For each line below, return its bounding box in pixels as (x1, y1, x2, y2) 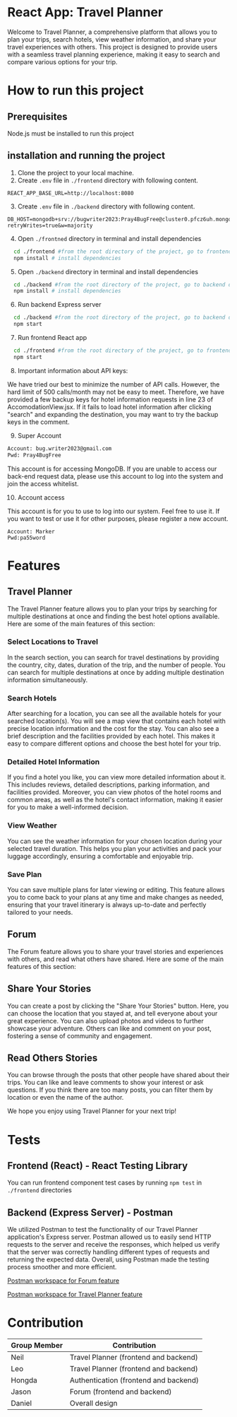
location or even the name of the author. (7, 1093, 124, 1102)
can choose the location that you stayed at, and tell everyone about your (7, 1009, 218, 1018)
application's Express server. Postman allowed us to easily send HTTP (7, 1233, 212, 1241)
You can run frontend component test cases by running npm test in (7, 1178, 202, 1187)
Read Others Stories (7, 1052, 98, 1064)
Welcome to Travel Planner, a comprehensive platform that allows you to (7, 28, 217, 36)
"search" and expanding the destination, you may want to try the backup (7, 410, 219, 418)
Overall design (69, 1399, 118, 1409)
